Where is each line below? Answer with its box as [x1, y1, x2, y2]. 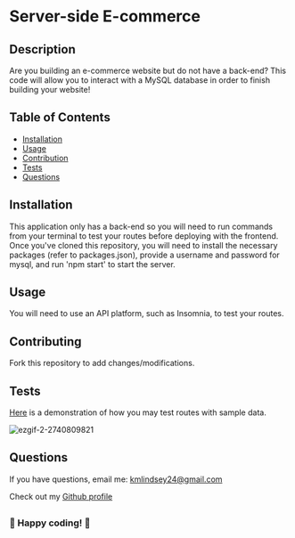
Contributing [9, 334, 82, 349]
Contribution [21, 152, 69, 163]
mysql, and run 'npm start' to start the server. [9, 258, 176, 269]
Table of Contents [9, 110, 111, 126]
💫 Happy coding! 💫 [9, 517, 91, 529]
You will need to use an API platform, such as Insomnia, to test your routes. [9, 308, 284, 319]
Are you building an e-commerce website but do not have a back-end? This [9, 65, 287, 76]
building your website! [9, 85, 91, 94]
